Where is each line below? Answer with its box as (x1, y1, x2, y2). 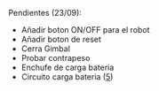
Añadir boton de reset (20, 34, 101, 44)
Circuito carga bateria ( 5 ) (20, 72, 114, 82)
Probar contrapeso (20, 53, 91, 63)
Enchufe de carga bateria (20, 62, 115, 72)
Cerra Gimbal (20, 43, 70, 54)
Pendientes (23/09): (8, 8, 82, 18)
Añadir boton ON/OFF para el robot (20, 25, 150, 34)
